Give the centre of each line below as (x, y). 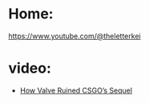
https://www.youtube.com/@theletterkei (75, 36)
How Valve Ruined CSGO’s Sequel (76, 90)
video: (30, 68)
